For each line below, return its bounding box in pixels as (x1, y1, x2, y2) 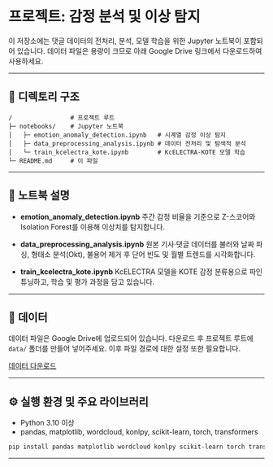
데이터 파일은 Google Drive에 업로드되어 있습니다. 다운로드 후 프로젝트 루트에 (8, 334, 254, 343)
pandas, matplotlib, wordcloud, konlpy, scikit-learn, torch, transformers (19, 427, 258, 437)
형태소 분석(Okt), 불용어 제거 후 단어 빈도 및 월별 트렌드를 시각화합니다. (31, 249, 256, 259)
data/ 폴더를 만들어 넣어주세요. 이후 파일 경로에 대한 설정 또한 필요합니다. (8, 343, 241, 354)
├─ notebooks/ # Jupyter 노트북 (8, 122, 124, 130)
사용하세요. (8, 56, 44, 66)
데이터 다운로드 (8, 361, 57, 371)
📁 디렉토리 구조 (8, 90, 80, 104)
